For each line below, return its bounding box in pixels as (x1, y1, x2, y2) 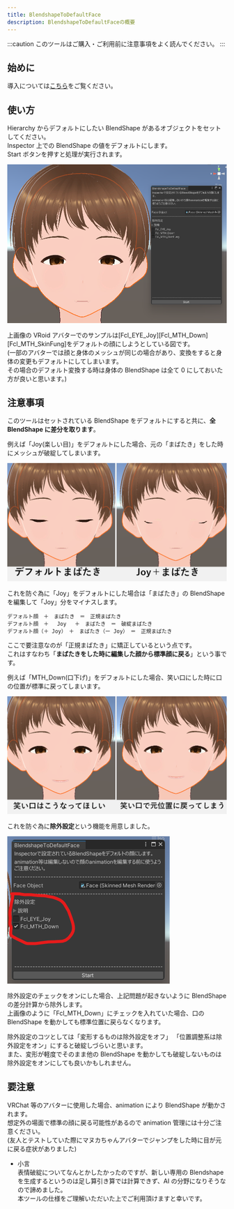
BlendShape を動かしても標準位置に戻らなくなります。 (7, 1017, 165, 1026)
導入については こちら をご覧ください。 (7, 82, 117, 90)
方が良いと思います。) (7, 374, 68, 383)
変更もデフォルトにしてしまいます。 (19, 356, 123, 366)
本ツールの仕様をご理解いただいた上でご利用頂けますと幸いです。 (17, 1194, 206, 1203)
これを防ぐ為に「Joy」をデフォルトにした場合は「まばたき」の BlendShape (7, 589, 225, 597)
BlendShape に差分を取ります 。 (7, 426, 100, 434)
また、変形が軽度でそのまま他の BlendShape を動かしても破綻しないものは (7, 1050, 222, 1058)
